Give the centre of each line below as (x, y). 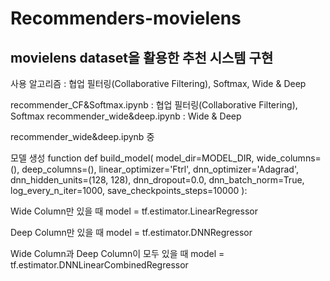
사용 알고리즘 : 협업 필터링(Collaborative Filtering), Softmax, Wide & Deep (158, 83)
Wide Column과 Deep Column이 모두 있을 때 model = (117, 253)
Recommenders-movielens (126, 18)
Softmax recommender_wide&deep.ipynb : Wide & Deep (126, 116)
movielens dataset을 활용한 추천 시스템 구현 (142, 57)
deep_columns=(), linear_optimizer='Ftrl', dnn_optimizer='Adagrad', (160, 169)
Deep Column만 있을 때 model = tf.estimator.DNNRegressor (131, 232)
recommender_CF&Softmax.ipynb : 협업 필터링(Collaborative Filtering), (154, 105)
